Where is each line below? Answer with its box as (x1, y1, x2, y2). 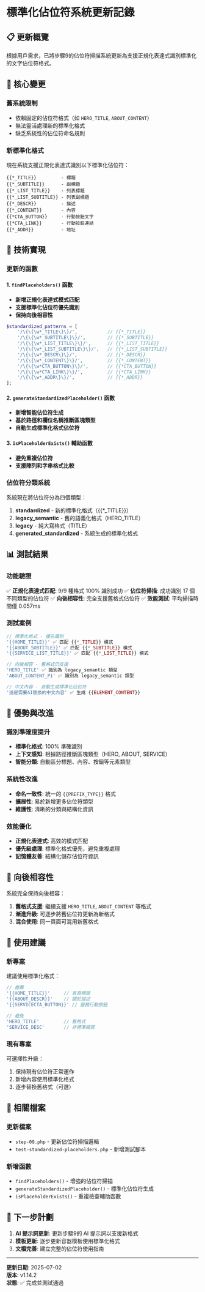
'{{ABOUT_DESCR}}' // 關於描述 (6, 996, 90, 1003)
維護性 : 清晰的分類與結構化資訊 (15, 805, 93, 813)
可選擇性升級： (6, 1055, 44, 1062)
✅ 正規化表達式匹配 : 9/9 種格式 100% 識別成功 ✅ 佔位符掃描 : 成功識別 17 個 (6, 587, 195, 594)
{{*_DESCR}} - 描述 (6, 200, 76, 207)
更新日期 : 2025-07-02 (6, 1263, 62, 1271)
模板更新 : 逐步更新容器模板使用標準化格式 (15, 1237, 120, 1244)
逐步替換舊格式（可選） (15, 1083, 74, 1090)
